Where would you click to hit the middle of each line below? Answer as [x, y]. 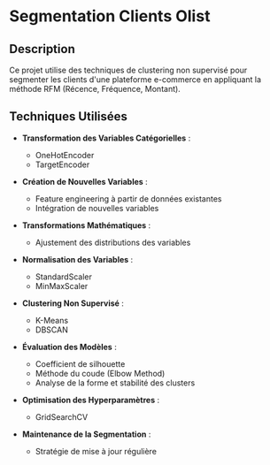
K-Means [52, 320]
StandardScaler [64, 277]
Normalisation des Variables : [77, 259]
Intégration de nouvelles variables [97, 208]
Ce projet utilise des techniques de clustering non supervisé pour [128, 70]
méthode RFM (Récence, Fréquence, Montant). [95, 89]
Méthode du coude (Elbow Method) [100, 373]
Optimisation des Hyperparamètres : [91, 400]
